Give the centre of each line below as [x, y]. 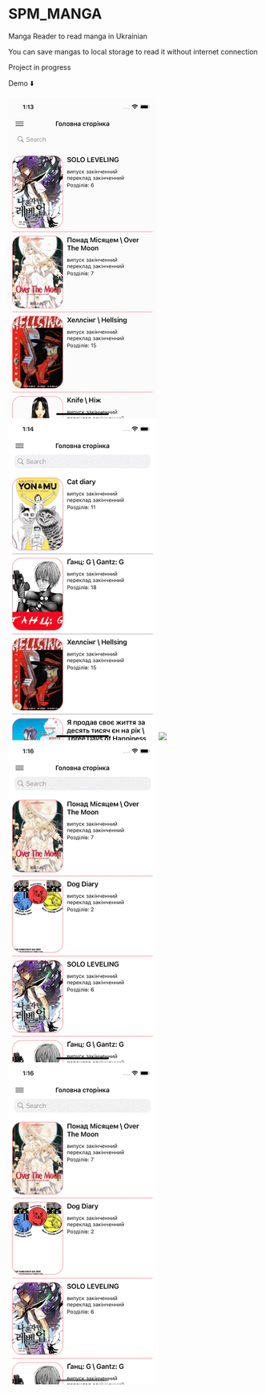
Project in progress [40, 67]
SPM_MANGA [55, 14]
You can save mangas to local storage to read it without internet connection [133, 51]
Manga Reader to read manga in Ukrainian [78, 36]
